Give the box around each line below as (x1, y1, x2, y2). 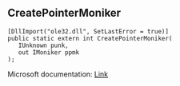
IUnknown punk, (18, 41, 69, 49)
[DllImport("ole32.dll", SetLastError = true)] (7, 27, 170, 35)
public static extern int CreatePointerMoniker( (7, 34, 173, 42)
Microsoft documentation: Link (7, 69, 109, 79)
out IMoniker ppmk (18, 48, 80, 57)
